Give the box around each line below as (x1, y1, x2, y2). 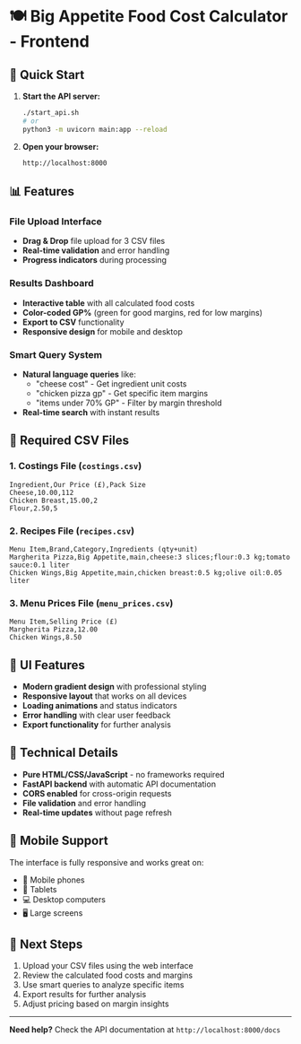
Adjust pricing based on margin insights (21, 998, 169, 1009)
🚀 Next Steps (9, 937, 83, 953)
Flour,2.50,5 (9, 503, 58, 513)
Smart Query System (9, 348, 103, 361)
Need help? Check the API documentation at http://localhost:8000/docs (9, 1024, 281, 1035)
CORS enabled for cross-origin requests (21, 787, 172, 798)
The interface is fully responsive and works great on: (9, 857, 204, 867)
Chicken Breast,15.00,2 (9, 496, 99, 505)
